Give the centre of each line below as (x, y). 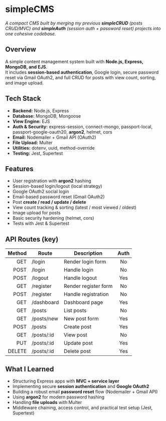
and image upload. (25, 83)
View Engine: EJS (31, 121)
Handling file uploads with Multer (47, 402)
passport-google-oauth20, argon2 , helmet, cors (62, 132)
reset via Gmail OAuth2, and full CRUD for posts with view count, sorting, (80, 77)
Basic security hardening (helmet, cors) (53, 218)
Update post (78, 343)
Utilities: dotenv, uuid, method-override (54, 148)
